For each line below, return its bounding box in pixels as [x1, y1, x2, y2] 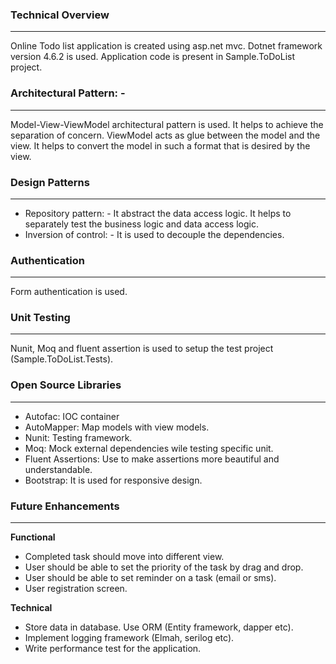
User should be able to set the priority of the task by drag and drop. [24, 561, 304, 573]
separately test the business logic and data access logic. [24, 218, 259, 230]
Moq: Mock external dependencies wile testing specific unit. [24, 442, 274, 454]
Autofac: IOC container [24, 410, 120, 422]
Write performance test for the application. [24, 643, 202, 655]
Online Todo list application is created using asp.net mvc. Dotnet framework [10, 40, 323, 52]
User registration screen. [24, 583, 128, 595]
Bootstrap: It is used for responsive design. [24, 474, 203, 486]
